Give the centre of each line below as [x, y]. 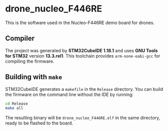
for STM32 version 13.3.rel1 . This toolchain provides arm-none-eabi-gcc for [83, 56]
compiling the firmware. [30, 61]
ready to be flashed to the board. [39, 123]
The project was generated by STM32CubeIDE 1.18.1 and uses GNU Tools [81, 50]
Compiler [20, 38]
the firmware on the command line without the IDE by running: [69, 94]
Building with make [34, 77]
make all [14, 108]
